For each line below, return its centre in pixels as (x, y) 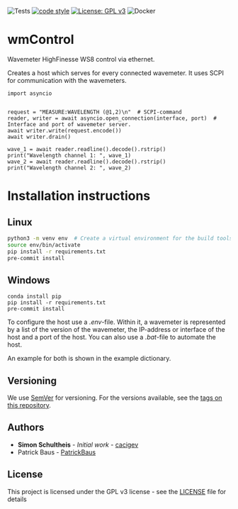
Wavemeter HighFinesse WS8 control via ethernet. (81, 59)
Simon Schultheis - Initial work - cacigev (78, 444)
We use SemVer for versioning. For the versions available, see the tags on (115, 398)
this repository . (29, 405)
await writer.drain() (39, 137)
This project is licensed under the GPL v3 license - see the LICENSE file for (117, 491)
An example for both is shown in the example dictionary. (89, 359)
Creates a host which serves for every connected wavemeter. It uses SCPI (116, 73)
